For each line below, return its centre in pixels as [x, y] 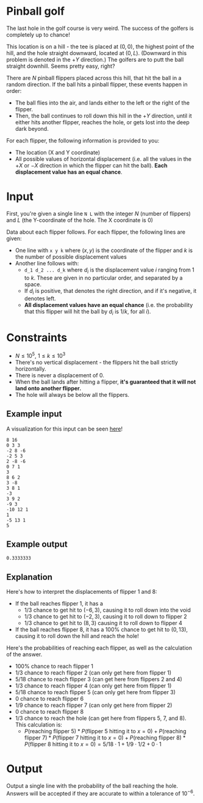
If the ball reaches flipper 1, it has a [59, 604]
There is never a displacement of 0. [60, 375]
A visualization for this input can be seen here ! [65, 429]
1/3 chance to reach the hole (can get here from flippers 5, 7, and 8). [101, 718]
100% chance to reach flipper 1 [54, 666]
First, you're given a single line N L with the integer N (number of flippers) [98, 213]
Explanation [30, 577]
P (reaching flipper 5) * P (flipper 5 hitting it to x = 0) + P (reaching [105, 731]
